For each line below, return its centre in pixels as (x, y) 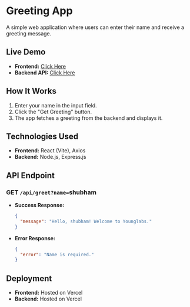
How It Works (31, 91)
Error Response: (35, 238)
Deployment (29, 278)
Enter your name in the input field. (56, 105)
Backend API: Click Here (45, 73)
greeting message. (29, 33)
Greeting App (39, 11)
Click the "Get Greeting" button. (53, 112)
